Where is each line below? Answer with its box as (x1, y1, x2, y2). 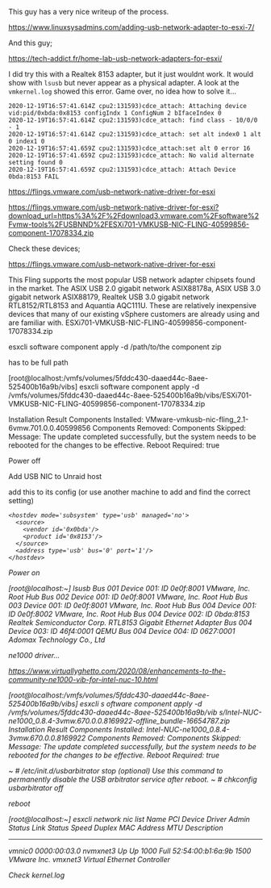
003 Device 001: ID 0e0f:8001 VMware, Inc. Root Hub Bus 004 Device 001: (8, 601, 256, 610)
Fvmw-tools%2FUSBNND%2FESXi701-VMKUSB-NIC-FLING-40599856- (8, 219, 250, 229)
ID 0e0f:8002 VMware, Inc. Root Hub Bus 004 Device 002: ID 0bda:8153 (8, 609, 250, 619)
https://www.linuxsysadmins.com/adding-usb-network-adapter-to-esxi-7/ (8, 23, 255, 31)
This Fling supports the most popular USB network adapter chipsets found (8, 275, 256, 285)
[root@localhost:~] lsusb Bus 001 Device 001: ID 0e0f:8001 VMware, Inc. (8, 584, 251, 593)
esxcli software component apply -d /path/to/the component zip (8, 342, 222, 352)
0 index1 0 (8, 137, 45, 145)
